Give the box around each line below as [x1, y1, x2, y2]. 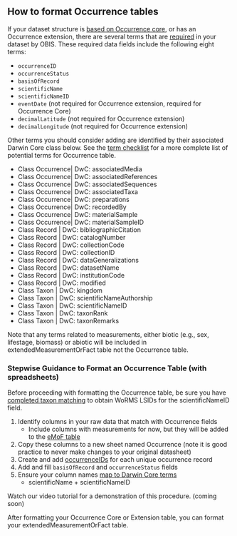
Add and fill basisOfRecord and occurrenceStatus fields [17, 463, 178, 472]
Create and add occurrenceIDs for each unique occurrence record [17, 455, 213, 464]
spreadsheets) [7, 372, 59, 382]
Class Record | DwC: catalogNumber [17, 233, 126, 241]
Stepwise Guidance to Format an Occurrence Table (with [7, 363, 207, 373]
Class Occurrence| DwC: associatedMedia [17, 164, 142, 173]
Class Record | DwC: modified [17, 278, 107, 287]
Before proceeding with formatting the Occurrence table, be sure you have [7, 388, 226, 397]
